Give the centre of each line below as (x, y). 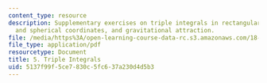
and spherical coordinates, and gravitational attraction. (115, 30)
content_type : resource (48, 15)
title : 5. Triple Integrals (55, 60)
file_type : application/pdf (55, 45)
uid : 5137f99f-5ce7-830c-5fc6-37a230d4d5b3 (81, 67)
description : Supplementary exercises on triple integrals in (113, 23)
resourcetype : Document (48, 52)
